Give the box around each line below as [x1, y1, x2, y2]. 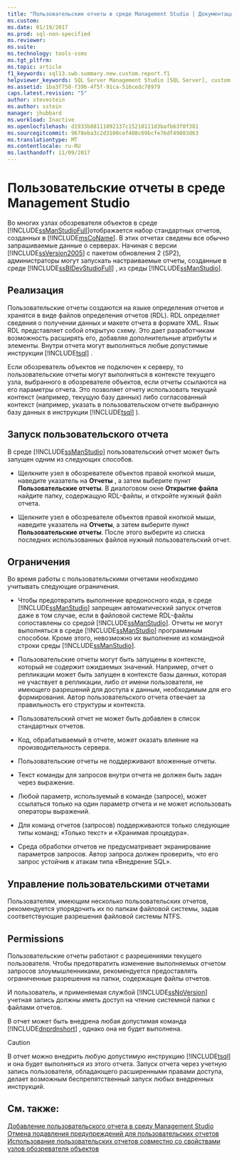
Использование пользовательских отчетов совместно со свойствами [7, 1137, 221, 1145]
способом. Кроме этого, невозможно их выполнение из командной [17, 634, 225, 642]
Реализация [7, 284, 64, 297]
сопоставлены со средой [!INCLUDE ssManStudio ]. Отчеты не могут [17, 619, 223, 627]
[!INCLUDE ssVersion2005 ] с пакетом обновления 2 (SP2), [7, 248, 181, 257]
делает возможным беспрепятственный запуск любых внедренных [7, 1075, 214, 1083]
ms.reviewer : [7, 37, 46, 44]
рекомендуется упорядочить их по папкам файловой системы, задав [7, 905, 219, 913]
